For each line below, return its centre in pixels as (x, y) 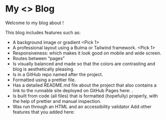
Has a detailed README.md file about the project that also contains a (85, 85)
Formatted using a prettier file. (44, 80)
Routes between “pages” (38, 58)
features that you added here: (44, 112)
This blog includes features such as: (43, 32)
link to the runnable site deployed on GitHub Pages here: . (73, 90)
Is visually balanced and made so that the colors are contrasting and (84, 64)
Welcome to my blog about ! (35, 23)
